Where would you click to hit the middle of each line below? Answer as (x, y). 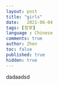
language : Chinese (30, 33)
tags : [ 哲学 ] (21, 28)
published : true (25, 55)
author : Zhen (22, 44)
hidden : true (22, 60)
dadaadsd (18, 77)
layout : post (22, 11)
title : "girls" (24, 17)
